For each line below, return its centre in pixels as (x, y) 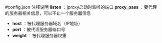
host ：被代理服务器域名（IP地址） (47, 23)
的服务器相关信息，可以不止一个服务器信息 (48, 13)
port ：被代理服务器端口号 (39, 29)
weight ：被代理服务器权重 (39, 36)
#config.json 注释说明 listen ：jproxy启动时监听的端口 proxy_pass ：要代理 (81, 7)
